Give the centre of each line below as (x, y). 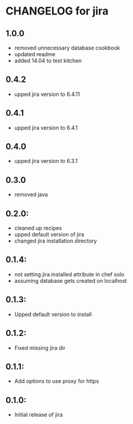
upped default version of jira (49, 235)
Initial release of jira (39, 415)
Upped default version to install (53, 314)
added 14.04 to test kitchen (48, 61)
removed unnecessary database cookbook (67, 48)
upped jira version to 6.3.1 (46, 161)
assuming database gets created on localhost (70, 280)
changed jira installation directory (55, 241)
